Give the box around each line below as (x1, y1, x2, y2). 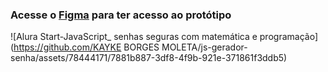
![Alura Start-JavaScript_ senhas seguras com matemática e (10, 31, 258, 43)
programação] (259, 31, 318, 43)
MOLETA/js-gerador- (161, 41, 248, 53)
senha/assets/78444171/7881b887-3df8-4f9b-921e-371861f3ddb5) (10, 52, 288, 64)
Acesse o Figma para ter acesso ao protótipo (10, 8, 232, 22)
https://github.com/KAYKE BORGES (13, 41, 160, 53)
